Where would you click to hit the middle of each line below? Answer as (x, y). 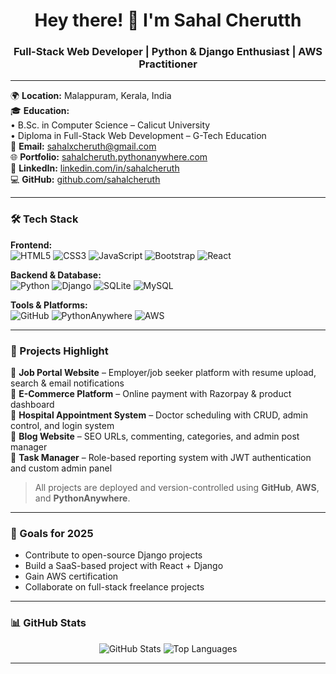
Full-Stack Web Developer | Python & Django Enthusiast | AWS (168, 52)
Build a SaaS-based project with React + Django (124, 566)
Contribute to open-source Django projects (113, 555)
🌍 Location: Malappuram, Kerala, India (91, 96)
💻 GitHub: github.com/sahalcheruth (85, 180)
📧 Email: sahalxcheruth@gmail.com (83, 146)
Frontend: (31, 245)
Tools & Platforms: (49, 305)
